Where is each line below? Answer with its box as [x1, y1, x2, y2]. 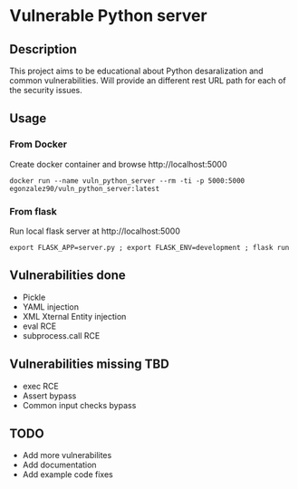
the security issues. [9, 85, 83, 95]
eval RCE [22, 321, 57, 331]
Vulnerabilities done [9, 268, 127, 283]
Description [9, 42, 77, 57]
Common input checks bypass [22, 399, 137, 410]
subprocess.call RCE [22, 330, 101, 340]
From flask [9, 205, 57, 217]
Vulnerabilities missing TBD [9, 357, 169, 372]
